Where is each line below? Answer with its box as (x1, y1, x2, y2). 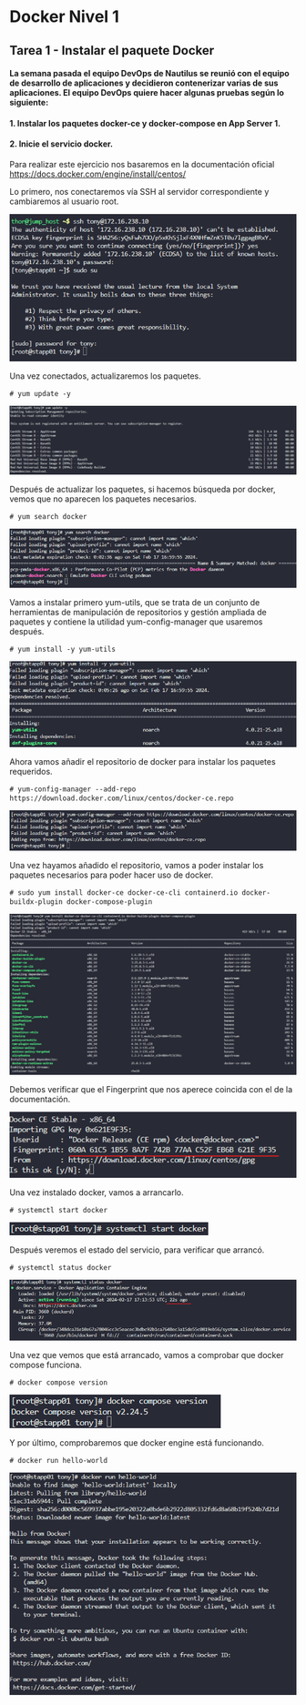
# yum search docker (9, 512, 88, 521)
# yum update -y (9, 389, 71, 398)
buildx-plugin (9, 898, 64, 907)
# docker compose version (9, 1378, 107, 1387)
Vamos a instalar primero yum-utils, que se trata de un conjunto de (9, 596, 260, 607)
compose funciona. (9, 1359, 82, 1371)
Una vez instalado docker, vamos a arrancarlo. (9, 1186, 184, 1198)
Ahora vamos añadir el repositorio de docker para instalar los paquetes (9, 756, 276, 766)
